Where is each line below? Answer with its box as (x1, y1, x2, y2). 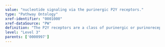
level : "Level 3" (5, 30, 41, 35)
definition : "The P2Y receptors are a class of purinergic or (5, 25, 135, 30)
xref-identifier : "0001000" (5, 16, 63, 21)
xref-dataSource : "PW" (5, 21, 52, 26)
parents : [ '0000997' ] (5, 35, 50, 40)
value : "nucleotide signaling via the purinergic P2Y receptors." (5, 7, 144, 12)
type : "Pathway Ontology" (5, 12, 58, 17)
